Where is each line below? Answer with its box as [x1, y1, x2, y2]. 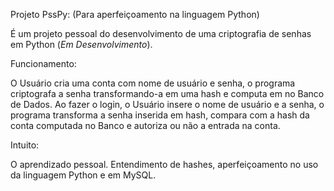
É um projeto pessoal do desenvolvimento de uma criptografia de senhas [10, 28, 312, 39]
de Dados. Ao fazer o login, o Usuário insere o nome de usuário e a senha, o [10, 99, 325, 110]
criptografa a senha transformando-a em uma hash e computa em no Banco [10, 88, 325, 99]
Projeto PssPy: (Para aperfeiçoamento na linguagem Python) [10, 9, 260, 20]
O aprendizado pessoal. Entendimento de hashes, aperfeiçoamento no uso [10, 159, 319, 170]
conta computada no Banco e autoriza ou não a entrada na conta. [10, 120, 281, 131]
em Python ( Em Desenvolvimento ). [10, 39, 153, 50]
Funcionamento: [10, 58, 77, 69]
